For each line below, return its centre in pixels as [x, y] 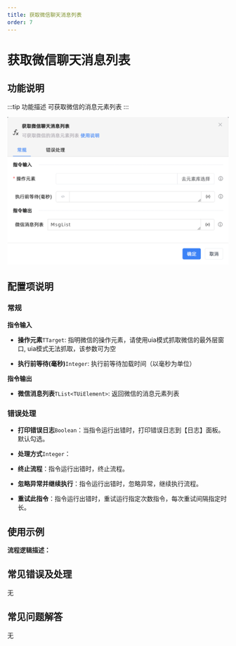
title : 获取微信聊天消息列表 [45, 15]
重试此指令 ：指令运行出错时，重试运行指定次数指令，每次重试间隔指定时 [122, 499]
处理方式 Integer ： [44, 454]
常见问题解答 [35, 617]
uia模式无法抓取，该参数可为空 [72, 348]
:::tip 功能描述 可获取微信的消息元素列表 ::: [68, 106]
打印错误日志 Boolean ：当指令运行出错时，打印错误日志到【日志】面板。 [121, 430]
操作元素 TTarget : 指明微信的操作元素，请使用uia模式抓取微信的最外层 [118, 340]
